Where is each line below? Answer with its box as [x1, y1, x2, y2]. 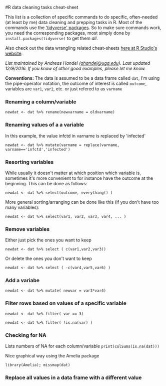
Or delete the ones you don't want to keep [5, 255, 92, 262]
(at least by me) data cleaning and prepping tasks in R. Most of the [5, 20, 142, 25]
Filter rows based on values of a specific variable [5, 300, 126, 307]
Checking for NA [5, 331, 46, 338]
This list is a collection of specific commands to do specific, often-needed [5, 14, 158, 20]
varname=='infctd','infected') [5, 147, 70, 152]
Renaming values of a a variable [5, 121, 84, 128]
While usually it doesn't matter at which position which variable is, [5, 170, 141, 176]
